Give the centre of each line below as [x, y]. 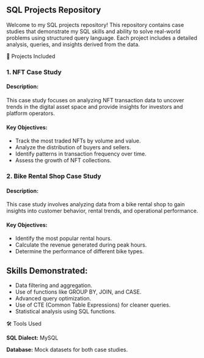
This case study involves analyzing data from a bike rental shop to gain [96, 204]
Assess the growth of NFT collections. [63, 160]
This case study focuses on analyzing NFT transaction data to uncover [95, 100]
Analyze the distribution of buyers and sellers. [73, 147]
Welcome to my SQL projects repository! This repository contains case [95, 24]
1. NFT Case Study [34, 72]
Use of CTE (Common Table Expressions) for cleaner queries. [93, 305]
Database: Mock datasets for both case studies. [67, 350]
